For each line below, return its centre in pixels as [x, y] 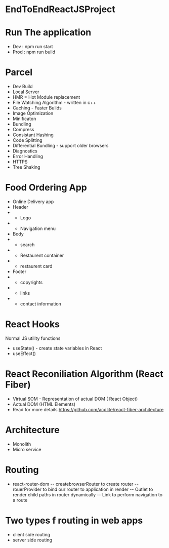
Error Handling [28, 156]
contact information [41, 304]
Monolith [22, 444]
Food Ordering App [46, 188]
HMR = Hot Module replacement [46, 97]
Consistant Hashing [33, 135]
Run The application [48, 33]
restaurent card [36, 266]
